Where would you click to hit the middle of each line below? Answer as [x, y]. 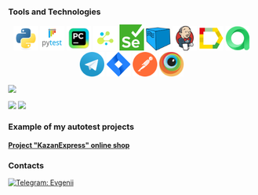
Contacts [26, 166]
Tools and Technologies [55, 12]
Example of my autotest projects [71, 127]
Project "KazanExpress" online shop [69, 145]
